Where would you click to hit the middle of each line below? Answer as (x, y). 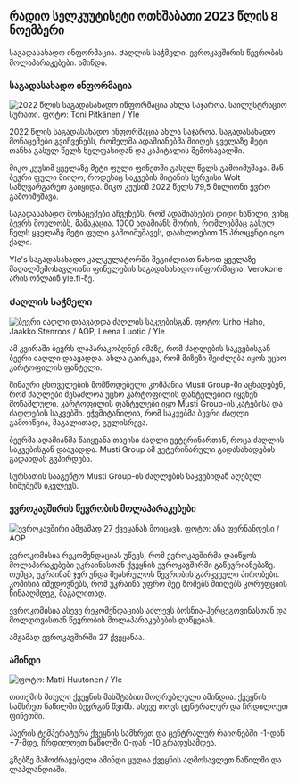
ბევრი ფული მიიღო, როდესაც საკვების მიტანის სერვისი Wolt (125, 177)
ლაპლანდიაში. (38, 769)
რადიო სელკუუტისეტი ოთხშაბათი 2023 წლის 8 (144, 16)
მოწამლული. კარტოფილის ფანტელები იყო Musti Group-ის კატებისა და (146, 404)
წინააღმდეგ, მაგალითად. (58, 593)
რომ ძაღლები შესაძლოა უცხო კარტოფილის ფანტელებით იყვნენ (133, 394)
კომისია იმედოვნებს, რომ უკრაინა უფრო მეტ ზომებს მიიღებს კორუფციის (149, 583)
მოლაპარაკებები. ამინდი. (58, 62)
